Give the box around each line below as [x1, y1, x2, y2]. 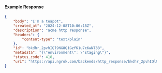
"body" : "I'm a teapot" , [13, 19, 63, 24]
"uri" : [13, 59, 27, 64]
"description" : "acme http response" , [13, 28, 91, 33]
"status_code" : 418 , [13, 55, 55, 60]
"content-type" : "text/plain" [22, 36, 83, 42]
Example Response [4, 4, 44, 10]
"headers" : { [13, 32, 40, 37]
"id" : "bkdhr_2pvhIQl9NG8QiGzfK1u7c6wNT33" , [13, 46, 104, 50]
